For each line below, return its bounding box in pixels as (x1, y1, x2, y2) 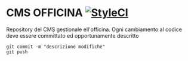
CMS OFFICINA (6, 6, 83, 20)
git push (6, 48, 28, 55)
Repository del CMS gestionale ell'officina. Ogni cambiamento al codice (6, 26, 183, 33)
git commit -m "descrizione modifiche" (6, 44, 106, 50)
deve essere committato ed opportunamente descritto (6, 32, 139, 39)
